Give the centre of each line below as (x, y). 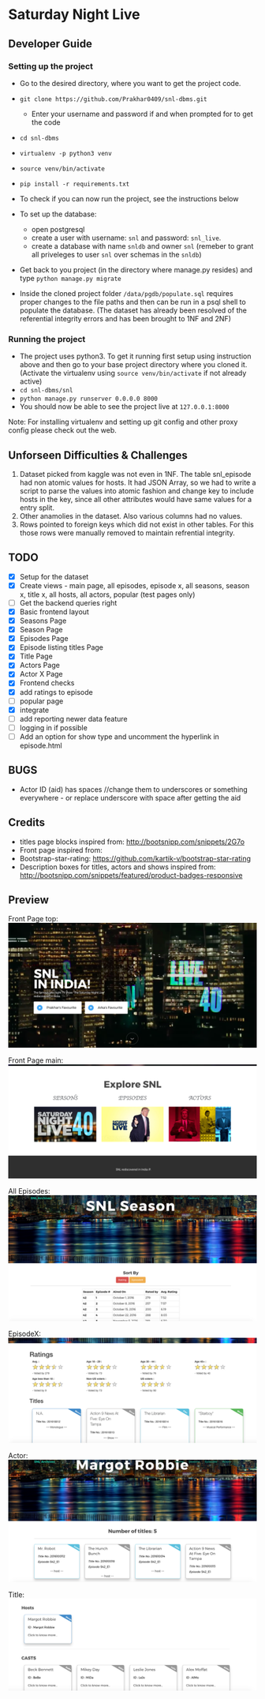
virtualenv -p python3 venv (65, 153)
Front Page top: (34, 919)
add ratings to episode (56, 692)
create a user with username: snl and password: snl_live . (126, 238)
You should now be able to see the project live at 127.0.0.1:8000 (125, 407)
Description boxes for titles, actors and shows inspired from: (118, 867)
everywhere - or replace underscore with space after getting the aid (130, 797)
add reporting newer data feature (73, 718)
